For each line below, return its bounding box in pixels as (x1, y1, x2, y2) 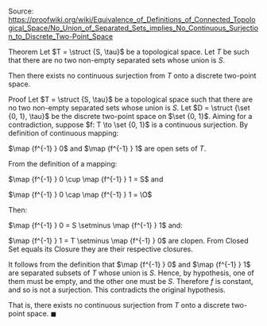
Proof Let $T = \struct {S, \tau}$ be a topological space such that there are (8, 94, 253, 105)
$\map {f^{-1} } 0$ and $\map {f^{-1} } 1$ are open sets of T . (8, 144, 207, 153)
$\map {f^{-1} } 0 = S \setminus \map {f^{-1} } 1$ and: (8, 221, 183, 230)
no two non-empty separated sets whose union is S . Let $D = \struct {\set (8, 103, 250, 113)
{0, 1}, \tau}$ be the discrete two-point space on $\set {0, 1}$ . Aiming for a (8, 112, 253, 121)
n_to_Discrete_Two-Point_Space (8, 32, 114, 41)
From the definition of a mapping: (8, 159, 118, 169)
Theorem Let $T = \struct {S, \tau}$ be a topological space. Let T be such (8, 47, 250, 57)
